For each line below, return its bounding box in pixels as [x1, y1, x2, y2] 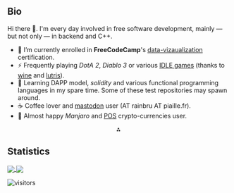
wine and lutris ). [17, 70, 65, 80]
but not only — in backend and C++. [7, 32, 113, 40]
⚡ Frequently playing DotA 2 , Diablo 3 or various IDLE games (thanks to [17, 61, 226, 69]
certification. [17, 53, 55, 61]
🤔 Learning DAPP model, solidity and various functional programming [17, 78, 219, 87]
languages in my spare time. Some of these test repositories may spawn [17, 86, 228, 94]
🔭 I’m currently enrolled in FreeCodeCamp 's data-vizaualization [17, 45, 203, 54]
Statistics [7, 146, 51, 158]
